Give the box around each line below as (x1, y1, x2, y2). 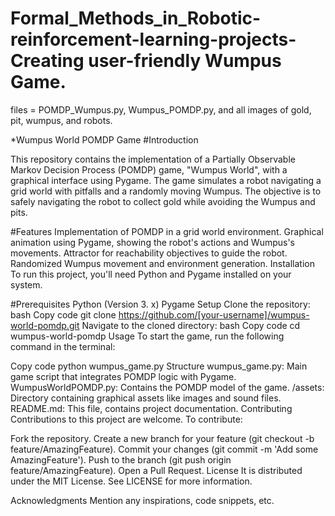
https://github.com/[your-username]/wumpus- (118, 308, 310, 321)
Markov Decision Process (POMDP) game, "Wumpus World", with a (10, 163, 288, 176)
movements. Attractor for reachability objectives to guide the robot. (10, 247, 288, 259)
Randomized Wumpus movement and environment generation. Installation (10, 257, 315, 269)
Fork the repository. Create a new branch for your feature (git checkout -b (10, 432, 315, 444)
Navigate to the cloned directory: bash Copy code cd (81, 319, 301, 331)
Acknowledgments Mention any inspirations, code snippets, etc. (10, 494, 275, 506)
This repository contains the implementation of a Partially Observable (10, 153, 296, 165)
